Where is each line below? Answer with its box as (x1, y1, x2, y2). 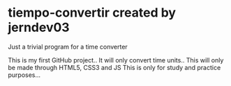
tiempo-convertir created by (8, 5, 177, 21)
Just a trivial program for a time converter (8, 42, 128, 51)
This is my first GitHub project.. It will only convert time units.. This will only (8, 55, 224, 64)
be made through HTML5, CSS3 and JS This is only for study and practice (8, 63, 221, 71)
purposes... (8, 71, 41, 79)
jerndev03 (8, 19, 70, 35)
